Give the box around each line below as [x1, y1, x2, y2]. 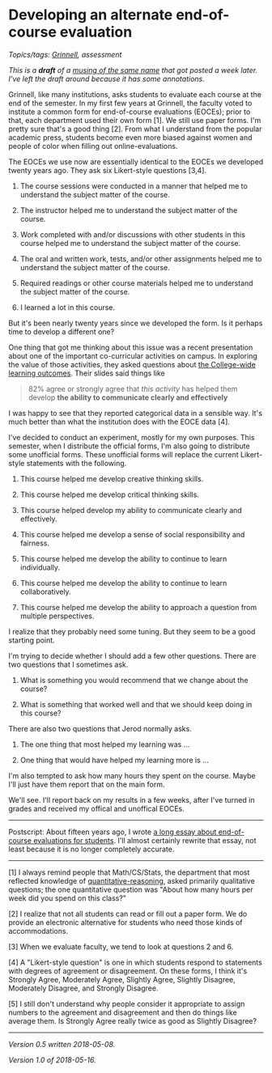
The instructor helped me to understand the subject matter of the [19, 205, 238, 215]
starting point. [8, 635, 55, 645]
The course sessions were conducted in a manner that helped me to [19, 180, 249, 191]
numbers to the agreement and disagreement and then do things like [8, 1007, 237, 1017]
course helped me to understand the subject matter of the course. [19, 238, 241, 248]
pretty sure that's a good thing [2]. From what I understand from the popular [8, 124, 262, 134]
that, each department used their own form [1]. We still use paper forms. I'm [8, 115, 261, 125]
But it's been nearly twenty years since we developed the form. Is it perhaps [8, 318, 263, 328]
